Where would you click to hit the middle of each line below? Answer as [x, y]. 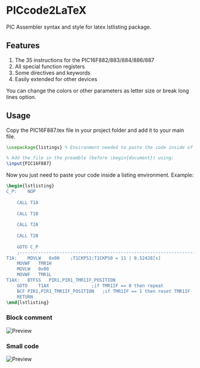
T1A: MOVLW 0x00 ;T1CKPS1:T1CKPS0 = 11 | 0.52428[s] [84, 258]
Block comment [29, 318]
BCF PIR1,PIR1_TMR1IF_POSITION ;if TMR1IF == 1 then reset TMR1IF [104, 291]
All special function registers [50, 66]
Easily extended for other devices [56, 79]
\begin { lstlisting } [30, 186]
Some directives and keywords [53, 73]
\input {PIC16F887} [29, 164]
